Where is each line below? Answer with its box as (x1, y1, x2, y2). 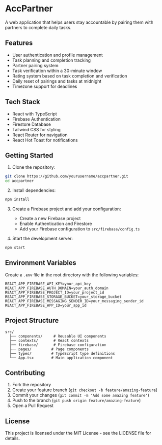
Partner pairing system (12, 62, 59, 68)
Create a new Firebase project (19, 216, 81, 221)
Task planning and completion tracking (12, 57, 91, 63)
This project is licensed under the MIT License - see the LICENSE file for (5, 430, 151, 436)
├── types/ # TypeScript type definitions (9, 351, 115, 356)
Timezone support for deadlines (12, 83, 78, 89)
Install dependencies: (12, 187, 56, 193)
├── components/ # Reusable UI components (9, 334, 107, 338)
